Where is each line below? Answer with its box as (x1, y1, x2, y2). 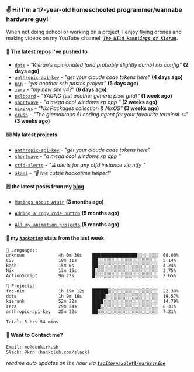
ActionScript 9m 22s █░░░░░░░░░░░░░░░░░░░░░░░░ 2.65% (6, 273, 176, 279)
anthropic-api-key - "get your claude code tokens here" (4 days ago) (14, 73, 183, 81)
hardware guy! (6, 15, 49, 23)
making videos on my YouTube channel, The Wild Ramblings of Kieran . (6, 35, 178, 42)
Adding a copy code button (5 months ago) (14, 209, 120, 216)
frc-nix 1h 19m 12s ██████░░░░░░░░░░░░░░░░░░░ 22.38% (6, 288, 179, 294)
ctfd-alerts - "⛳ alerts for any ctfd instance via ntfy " (14, 161, 146, 168)
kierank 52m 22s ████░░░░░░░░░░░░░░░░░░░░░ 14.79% (6, 298, 179, 305)
